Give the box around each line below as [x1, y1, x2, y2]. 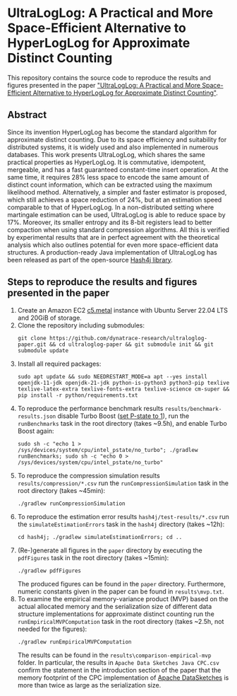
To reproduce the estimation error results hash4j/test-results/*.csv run [17, 512, 229, 521]
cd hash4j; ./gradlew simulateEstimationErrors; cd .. [17, 533, 183, 540]
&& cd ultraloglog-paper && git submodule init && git [49, 341, 214, 348]
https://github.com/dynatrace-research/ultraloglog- [49, 335, 208, 342]
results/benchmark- [164, 405, 222, 412]
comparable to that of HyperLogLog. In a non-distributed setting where [7, 203, 214, 211]
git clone [17, 335, 47, 342]
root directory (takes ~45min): [17, 486, 106, 494]
